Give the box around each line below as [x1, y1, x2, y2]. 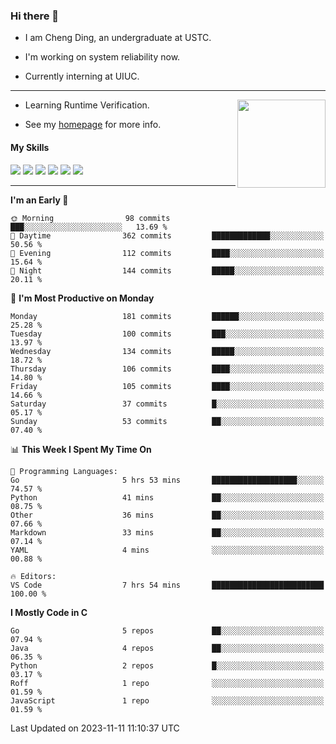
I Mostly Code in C [10, 606, 88, 618]
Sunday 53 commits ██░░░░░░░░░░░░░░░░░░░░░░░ [10, 416, 325, 426]
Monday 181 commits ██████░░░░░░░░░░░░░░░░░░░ [10, 311, 325, 321]
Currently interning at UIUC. [24, 70, 140, 83]
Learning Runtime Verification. [24, 99, 150, 111]
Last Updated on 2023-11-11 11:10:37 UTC [10, 722, 180, 734]
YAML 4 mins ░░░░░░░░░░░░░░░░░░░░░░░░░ [10, 545, 325, 555]
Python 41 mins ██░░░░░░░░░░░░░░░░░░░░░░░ [10, 492, 325, 503]
